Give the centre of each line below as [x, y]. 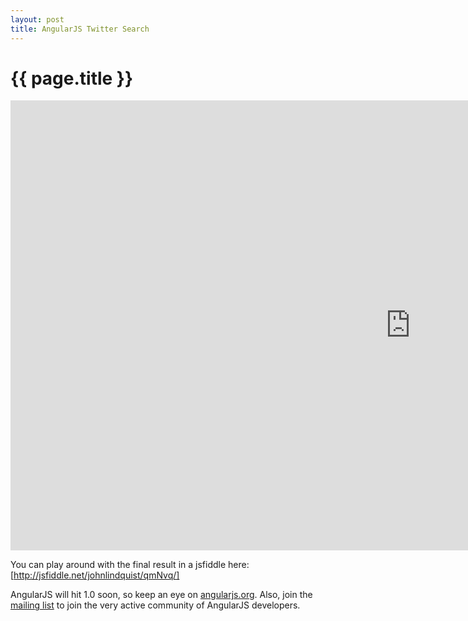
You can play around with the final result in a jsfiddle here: [130, 565]
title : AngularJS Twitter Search [80, 29]
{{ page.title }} [72, 78]
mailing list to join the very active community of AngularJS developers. [155, 605]
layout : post [37, 19]
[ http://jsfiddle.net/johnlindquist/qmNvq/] [95, 575]
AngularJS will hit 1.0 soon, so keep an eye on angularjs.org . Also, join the [161, 595]
